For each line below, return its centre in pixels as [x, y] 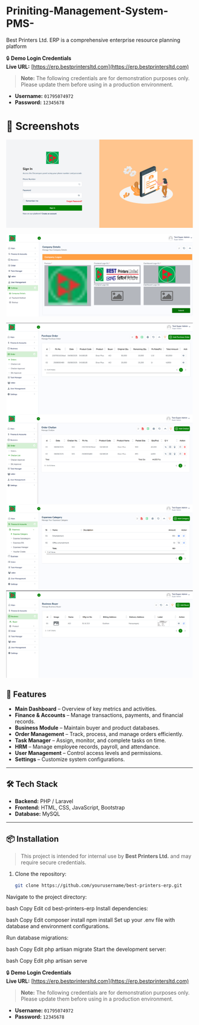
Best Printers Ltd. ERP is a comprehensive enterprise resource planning [93, 40]
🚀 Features [26, 695]
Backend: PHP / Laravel [44, 801]
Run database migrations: [37, 938]
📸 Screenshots [43, 126]
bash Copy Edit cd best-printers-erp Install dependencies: [77, 909]
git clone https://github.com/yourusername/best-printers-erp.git [98, 886]
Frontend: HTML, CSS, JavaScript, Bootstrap [70, 808]
